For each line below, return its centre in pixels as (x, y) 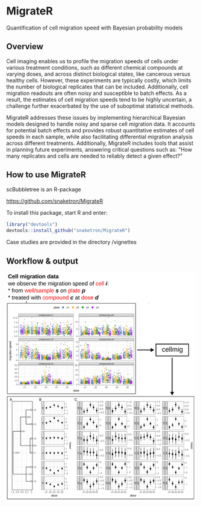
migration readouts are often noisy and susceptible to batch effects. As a (97, 93)
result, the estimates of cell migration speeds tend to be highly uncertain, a (99, 99)
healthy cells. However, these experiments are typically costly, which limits (99, 80)
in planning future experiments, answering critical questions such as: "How (99, 149)
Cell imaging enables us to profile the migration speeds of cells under (92, 61)
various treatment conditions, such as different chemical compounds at (95, 67)
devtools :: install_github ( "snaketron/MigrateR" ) (68, 231)
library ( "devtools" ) (32, 224)
